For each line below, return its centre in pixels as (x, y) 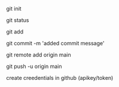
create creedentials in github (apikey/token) (60, 78)
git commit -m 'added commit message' (55, 43)
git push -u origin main (34, 66)
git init (14, 9)
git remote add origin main (39, 55)
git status (18, 20)
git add (15, 32)
